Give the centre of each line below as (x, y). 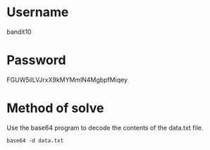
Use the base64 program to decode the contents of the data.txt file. (105, 127)
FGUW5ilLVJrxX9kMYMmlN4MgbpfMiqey (67, 80)
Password (36, 60)
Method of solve (55, 108)
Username (38, 12)
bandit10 (19, 32)
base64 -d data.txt (35, 140)
